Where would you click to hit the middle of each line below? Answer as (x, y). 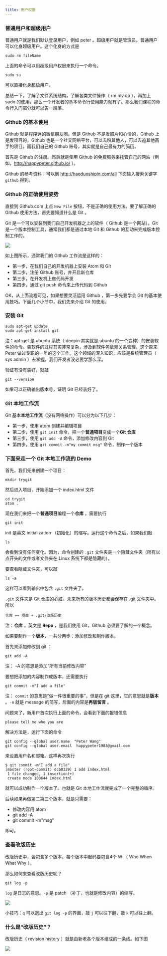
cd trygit (15, 499)
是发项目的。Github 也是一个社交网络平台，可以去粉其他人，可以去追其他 (80, 140)
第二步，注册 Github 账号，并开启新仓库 (53, 272)
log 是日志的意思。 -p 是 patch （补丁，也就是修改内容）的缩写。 (71, 893)
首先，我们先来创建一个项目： (36, 471)
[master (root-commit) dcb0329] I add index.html (58, 770)
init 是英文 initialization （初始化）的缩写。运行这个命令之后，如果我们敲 (79, 533)
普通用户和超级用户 (28, 28)
